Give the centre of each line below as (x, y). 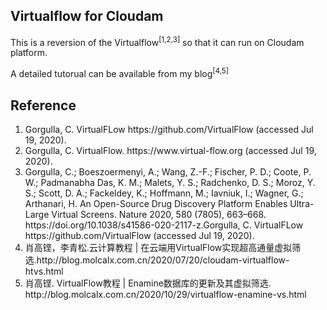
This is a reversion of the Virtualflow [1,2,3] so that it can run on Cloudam (157, 41)
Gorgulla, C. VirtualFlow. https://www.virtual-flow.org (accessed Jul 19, (170, 150)
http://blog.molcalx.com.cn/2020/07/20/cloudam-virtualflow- (163, 260)
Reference (43, 105)
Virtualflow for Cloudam (87, 16)
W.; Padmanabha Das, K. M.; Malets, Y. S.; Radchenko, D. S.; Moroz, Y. (170, 182)
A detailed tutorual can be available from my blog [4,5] (120, 73)
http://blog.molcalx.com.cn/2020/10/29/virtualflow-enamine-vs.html (165, 294)
